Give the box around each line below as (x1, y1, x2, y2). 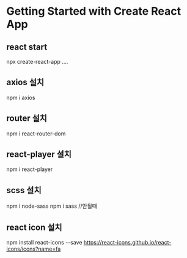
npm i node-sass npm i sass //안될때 (6, 202, 98, 210)
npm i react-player (6, 165, 53, 173)
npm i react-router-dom (6, 130, 66, 137)
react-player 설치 (6, 149, 72, 160)
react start (6, 42, 48, 52)
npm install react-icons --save (6, 239, 82, 246)
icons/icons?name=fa (6, 245, 61, 252)
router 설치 (6, 113, 48, 124)
